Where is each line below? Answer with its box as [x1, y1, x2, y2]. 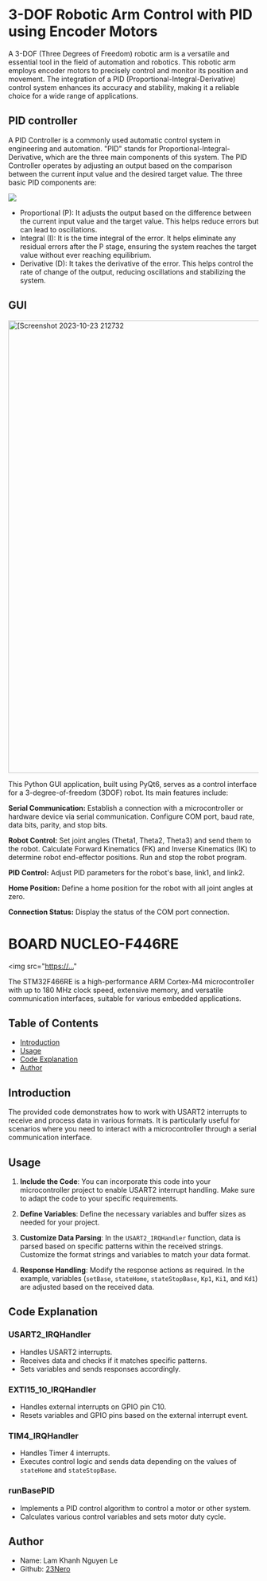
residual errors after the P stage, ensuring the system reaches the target [19, 241, 257, 251]
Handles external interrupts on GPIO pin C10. [19, 1402, 167, 1412]
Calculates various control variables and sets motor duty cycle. [19, 1512, 226, 1521]
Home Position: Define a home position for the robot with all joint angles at [8, 883, 253, 893]
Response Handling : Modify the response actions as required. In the [19, 1265, 245, 1275]
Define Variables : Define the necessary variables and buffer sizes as [19, 1209, 246, 1218]
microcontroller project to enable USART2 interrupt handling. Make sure [19, 1185, 256, 1194]
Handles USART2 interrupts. [19, 1347, 113, 1357]
